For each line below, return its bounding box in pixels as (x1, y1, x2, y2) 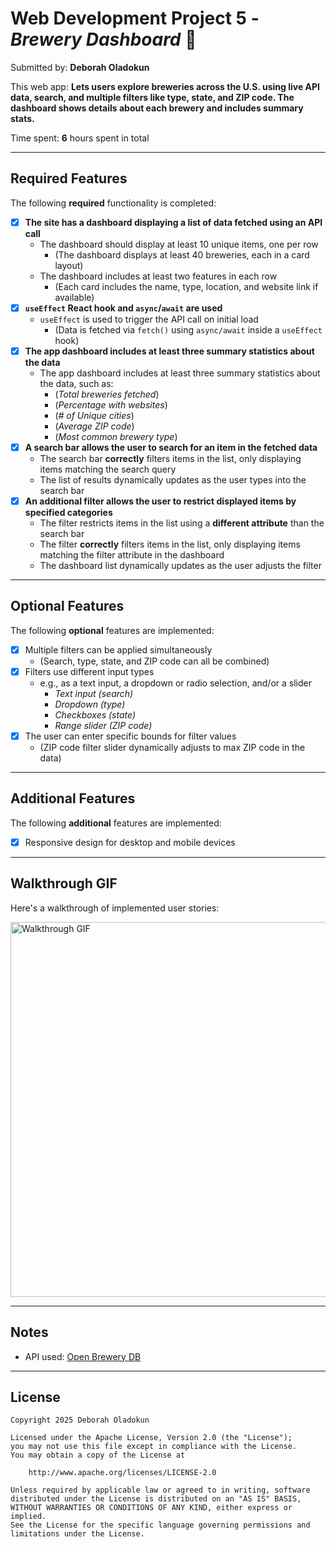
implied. (10, 1512, 47, 1522)
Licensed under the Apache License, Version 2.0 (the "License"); (10, 1433, 293, 1443)
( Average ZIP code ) (54, 420, 135, 432)
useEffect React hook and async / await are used (24, 302, 223, 314)
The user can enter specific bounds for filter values (24, 730, 237, 742)
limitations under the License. (10, 1529, 145, 1539)
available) (54, 291, 95, 303)
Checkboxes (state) (54, 709, 137, 721)
